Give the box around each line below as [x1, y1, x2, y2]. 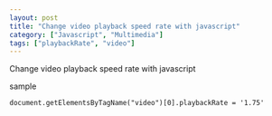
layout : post [9, 13, 59, 23]
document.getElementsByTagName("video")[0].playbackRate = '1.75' [9, 99, 265, 108]
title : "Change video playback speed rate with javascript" [9, 22, 241, 31]
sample [9, 81, 37, 92]
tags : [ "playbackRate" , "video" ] [9, 38, 136, 48]
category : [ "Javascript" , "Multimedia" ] [9, 30, 164, 39]
